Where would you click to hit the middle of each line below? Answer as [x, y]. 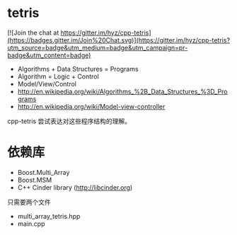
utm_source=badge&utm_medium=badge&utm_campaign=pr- [98, 47]
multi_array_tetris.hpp [49, 216]
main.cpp [31, 224]
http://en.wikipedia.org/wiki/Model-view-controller [91, 106]
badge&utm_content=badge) [49, 55]
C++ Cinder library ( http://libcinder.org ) [75, 187]
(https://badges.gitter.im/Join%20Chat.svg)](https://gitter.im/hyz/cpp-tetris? [119, 40]
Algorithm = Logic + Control [58, 76]
